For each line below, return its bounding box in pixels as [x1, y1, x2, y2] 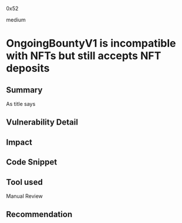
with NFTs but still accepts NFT [6, 49, 161, 63]
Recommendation [6, 210, 72, 219]
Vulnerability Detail [6, 117, 78, 128]
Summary [6, 85, 43, 95]
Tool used [6, 177, 43, 187]
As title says [6, 101, 36, 107]
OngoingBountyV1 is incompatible [6, 37, 176, 50]
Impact [6, 137, 32, 147]
